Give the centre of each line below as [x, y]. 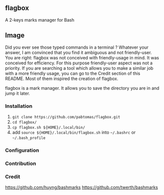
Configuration [22, 150]
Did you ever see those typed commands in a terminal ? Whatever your [77, 47]
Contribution [21, 163]
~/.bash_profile [29, 138]
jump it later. [18, 93]
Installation [19, 106]
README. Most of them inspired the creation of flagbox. [62, 79]
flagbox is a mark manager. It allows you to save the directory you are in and [82, 88]
